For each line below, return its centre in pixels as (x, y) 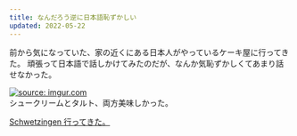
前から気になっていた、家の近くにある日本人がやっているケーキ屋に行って (145, 52)
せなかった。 (33, 74)
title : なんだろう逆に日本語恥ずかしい (73, 17)
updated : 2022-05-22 (48, 26)
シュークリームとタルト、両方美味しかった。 (91, 102)
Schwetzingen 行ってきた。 (60, 122)
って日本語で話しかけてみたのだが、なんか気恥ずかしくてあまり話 (163, 63)
